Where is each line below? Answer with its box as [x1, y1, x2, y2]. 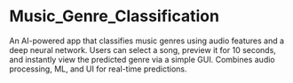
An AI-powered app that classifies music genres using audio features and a [9, 35, 285, 46]
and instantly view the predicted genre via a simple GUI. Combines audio [9, 54, 275, 64]
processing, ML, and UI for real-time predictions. [9, 64, 187, 74]
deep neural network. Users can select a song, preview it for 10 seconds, [9, 44, 277, 55]
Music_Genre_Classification [9, 6, 220, 26]
